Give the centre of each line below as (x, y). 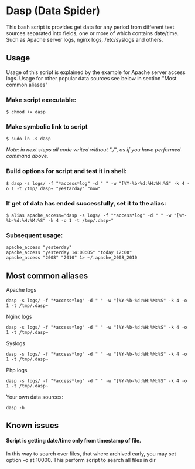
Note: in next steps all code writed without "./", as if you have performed (93, 150)
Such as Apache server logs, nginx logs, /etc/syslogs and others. (85, 39)
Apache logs (21, 290)
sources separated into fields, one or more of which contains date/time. (93, 33)
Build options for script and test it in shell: (66, 171)
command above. (27, 156)
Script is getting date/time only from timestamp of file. (74, 441)
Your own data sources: (35, 397)
